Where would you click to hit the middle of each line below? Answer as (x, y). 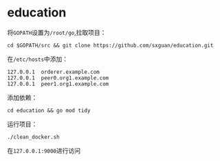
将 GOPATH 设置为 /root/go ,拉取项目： (57, 32)
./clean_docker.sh (33, 137)
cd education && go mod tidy (49, 110)
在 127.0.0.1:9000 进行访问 (44, 150)
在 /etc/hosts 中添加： (38, 59)
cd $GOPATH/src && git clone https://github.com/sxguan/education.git (110, 45)
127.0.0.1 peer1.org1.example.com (58, 84)
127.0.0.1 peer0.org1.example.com (58, 78)
